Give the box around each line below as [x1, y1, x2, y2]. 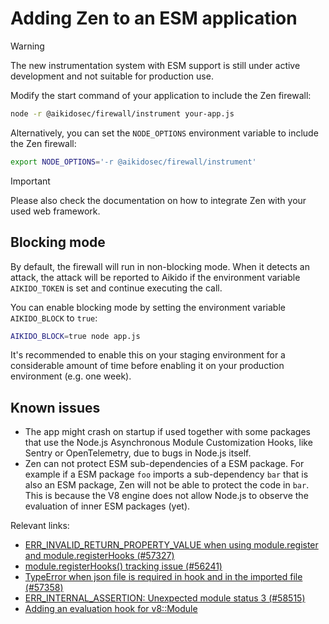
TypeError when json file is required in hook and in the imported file [24, 571, 303, 583]
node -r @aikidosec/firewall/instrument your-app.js [10, 108, 235, 119]
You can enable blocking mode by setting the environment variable [10, 301, 286, 313]
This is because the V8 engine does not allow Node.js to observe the [24, 490, 309, 502]
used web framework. [10, 205, 101, 217]
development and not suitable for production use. [10, 70, 214, 82]
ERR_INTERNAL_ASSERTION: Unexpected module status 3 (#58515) [24, 592, 306, 604]
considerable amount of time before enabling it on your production [10, 360, 285, 372]
